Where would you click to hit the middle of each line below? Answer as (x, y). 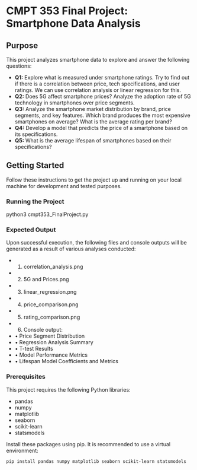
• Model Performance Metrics (51, 355)
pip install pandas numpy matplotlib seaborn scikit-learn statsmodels (96, 461)
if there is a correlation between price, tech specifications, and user (97, 84)
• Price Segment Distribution (50, 336)
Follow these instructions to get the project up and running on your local (94, 180)
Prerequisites (26, 377)
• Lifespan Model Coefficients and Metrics (66, 361)
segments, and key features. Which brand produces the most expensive (102, 115)
